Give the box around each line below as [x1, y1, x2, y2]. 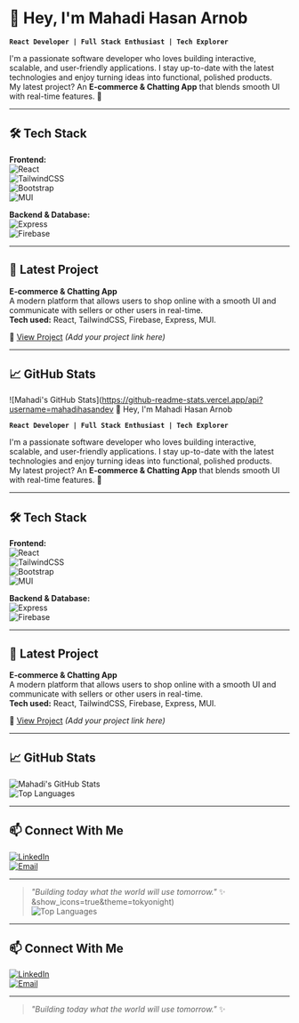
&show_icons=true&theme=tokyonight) [30, 896, 175, 906]
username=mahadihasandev [9, 404, 114, 415]
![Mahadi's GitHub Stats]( [9, 395, 102, 406]
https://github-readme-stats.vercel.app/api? [101, 395, 263, 406]
